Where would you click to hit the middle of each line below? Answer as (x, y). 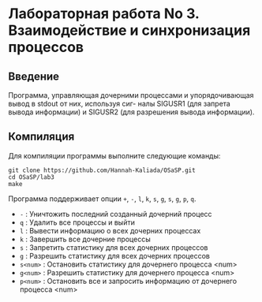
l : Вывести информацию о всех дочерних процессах (110, 230)
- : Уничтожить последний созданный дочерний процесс (116, 214)
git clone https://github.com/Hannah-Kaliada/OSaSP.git (102, 170)
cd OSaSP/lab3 (32, 177)
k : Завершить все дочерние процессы (85, 239)
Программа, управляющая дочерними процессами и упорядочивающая (131, 95)
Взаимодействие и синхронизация (129, 30)
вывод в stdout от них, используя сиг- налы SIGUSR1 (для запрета (119, 104)
